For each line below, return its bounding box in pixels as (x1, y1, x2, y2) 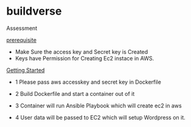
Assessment (6, 24, 38, 32)
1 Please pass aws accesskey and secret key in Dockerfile (15, 78, 162, 85)
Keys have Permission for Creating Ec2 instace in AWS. (15, 54, 154, 62)
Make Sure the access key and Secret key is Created (15, 48, 148, 56)
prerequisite (6, 36, 37, 43)
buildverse (6, 4, 62, 18)
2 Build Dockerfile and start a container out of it (15, 90, 135, 97)
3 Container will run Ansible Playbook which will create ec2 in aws (15, 102, 182, 109)
